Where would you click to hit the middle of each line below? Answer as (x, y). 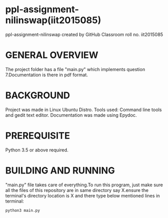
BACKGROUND (38, 95)
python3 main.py (23, 210)
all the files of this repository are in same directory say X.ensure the (77, 190)
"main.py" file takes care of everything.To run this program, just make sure (84, 185)
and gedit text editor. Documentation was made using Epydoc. (71, 115)
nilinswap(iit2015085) (53, 20)
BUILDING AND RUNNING (60, 170)
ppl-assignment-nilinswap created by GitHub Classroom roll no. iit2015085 (84, 34)
